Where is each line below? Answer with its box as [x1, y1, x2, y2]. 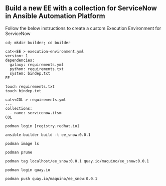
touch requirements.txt [5, 84, 55, 89]
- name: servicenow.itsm [10, 110, 62, 115]
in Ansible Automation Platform [5, 12, 105, 21]
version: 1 [5, 53, 28, 58]
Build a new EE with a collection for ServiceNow [5, 4, 157, 13]
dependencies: [5, 58, 35, 63]
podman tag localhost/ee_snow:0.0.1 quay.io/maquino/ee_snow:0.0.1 [5, 158, 149, 163]
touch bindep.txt [5, 88, 42, 93]
